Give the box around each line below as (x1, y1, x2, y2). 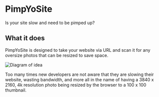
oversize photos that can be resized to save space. (5, 52, 108, 58)
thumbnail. (5, 87, 27, 93)
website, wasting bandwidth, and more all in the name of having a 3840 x (5, 76, 154, 82)
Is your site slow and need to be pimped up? (5, 20, 95, 26)
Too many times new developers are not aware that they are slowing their (5, 71, 154, 77)
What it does (5, 34, 45, 42)
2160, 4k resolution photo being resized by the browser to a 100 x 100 (5, 82, 147, 88)
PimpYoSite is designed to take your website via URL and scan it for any (5, 47, 151, 53)
